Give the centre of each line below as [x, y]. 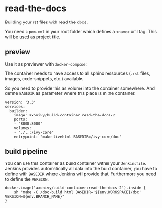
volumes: [23, 128]
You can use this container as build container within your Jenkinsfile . [76, 163]
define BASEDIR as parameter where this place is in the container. [70, 93]
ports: [21, 119]
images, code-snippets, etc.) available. [44, 78]
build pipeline [26, 151]
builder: [18, 111]
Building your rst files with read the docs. [47, 22]
